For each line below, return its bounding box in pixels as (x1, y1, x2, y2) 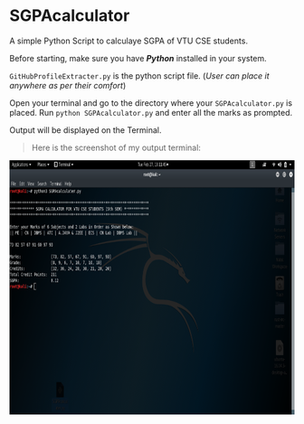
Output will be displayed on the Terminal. (9, 124, 162, 136)
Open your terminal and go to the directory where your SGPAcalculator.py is (9, 97, 292, 108)
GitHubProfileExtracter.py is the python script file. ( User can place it (9, 70, 270, 81)
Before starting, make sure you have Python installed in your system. (9, 52, 267, 63)
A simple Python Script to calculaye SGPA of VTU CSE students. (9, 35, 249, 46)
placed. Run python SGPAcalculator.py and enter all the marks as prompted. (9, 107, 293, 118)
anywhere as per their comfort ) (9, 80, 127, 90)
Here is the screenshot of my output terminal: (31, 142, 202, 153)
